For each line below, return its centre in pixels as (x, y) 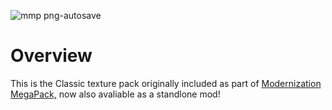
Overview (51, 56)
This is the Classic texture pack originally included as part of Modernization (166, 83)
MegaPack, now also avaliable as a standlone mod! (115, 94)
